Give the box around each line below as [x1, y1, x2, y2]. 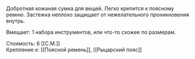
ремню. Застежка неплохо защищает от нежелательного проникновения [6, 11, 189, 18]
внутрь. [6, 18, 25, 24]
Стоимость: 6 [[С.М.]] [6, 40, 60, 47]
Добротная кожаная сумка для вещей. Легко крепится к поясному [6, 5, 175, 12]
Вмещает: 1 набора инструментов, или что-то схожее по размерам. [6, 29, 176, 36]
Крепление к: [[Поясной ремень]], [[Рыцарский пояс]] [6, 46, 142, 53]
